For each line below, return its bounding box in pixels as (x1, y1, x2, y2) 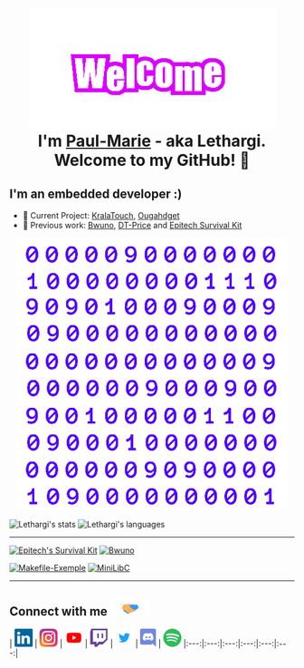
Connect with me (9, 604, 109, 619)
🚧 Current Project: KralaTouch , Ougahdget (22, 210, 180, 220)
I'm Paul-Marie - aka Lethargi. (37, 131, 267, 151)
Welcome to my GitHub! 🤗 (53, 150, 251, 170)
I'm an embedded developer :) (9, 186, 183, 201)
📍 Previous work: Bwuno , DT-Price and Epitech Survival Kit (22, 220, 242, 230)
